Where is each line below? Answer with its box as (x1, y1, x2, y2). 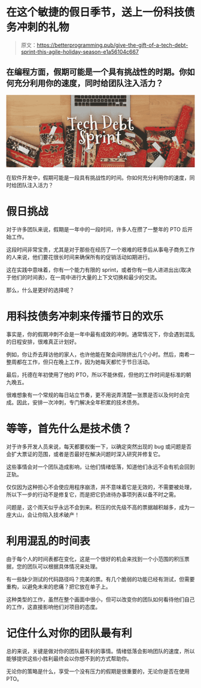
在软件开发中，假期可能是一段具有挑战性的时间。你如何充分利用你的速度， (6, 174, 190, 182)
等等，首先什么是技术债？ (6, 422, 133, 436)
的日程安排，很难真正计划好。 (6, 338, 80, 345)
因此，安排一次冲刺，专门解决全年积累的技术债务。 (16, 399, 142, 406)
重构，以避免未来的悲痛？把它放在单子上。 (6, 583, 111, 590)
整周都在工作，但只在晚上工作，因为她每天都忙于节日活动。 (6, 358, 153, 366)
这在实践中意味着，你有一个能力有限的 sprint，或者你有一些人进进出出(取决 (6, 266, 191, 273)
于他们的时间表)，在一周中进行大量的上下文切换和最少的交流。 (6, 274, 160, 281)
